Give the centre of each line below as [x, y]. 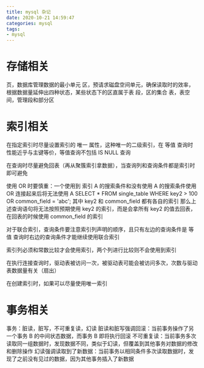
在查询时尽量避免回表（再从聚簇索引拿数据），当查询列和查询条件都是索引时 [101, 165]
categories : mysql [29, 23]
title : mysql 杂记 [29, 12]
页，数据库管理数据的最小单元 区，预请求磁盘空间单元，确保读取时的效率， [100, 85]
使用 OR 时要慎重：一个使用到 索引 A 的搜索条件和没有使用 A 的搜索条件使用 [101, 186]
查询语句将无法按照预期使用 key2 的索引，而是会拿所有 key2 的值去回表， [104, 209]
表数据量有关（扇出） [33, 271]
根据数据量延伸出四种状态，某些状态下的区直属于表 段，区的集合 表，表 [96, 93]
